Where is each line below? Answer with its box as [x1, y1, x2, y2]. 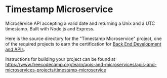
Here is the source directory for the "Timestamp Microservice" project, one [5, 35, 162, 42]
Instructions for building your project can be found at [5, 56, 115, 62]
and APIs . [5, 46, 25, 52]
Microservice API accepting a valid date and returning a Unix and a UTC [5, 20, 155, 26]
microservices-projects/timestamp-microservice [5, 67, 106, 73]
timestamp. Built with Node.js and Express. [5, 25, 95, 31]
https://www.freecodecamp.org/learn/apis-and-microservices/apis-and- [5, 61, 157, 67]
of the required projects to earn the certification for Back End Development [5, 41, 161, 47]
